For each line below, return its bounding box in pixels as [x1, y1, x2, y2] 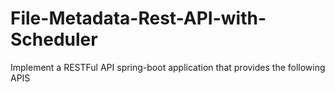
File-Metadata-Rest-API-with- [10, 7, 267, 30]
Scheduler [10, 28, 98, 51]
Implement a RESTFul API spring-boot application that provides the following [10, 61, 326, 73]
